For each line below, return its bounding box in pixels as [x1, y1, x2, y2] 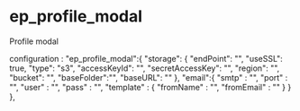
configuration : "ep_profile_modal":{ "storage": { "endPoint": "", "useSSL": [9, 53, 284, 64]
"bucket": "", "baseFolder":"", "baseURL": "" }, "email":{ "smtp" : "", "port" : [9, 72, 288, 82]
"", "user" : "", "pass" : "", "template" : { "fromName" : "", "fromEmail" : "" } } [9, 81, 292, 92]
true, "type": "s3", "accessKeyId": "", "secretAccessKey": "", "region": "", [9, 63, 280, 73]
